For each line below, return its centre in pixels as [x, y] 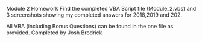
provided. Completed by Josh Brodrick [54, 33]
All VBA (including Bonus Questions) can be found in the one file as [90, 26]
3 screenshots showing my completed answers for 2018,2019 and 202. [94, 15]
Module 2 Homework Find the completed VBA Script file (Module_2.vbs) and [101, 9]
